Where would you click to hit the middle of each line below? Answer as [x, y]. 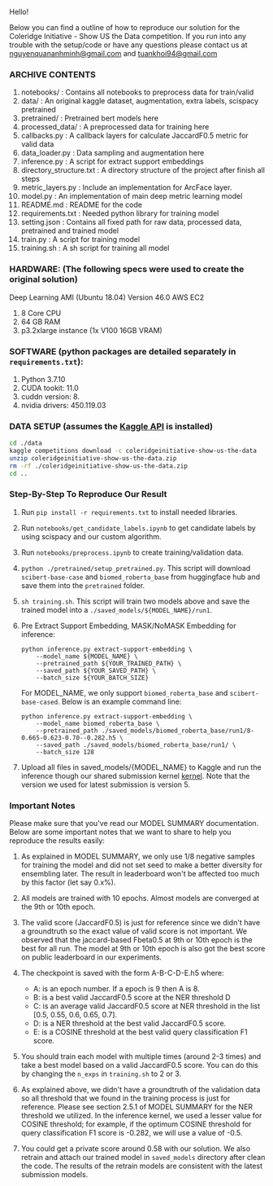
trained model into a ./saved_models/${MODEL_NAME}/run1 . [117, 609]
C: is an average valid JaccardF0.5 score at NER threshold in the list [147, 1006]
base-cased [39, 702]
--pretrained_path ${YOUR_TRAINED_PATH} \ [109, 663]
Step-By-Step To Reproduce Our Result [88, 494]
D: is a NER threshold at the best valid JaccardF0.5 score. [130, 1023]
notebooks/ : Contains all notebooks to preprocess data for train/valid [137, 92]
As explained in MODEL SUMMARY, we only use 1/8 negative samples [138, 857]
